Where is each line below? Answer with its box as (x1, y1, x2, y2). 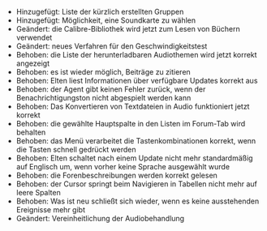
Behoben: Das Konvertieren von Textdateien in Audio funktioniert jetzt (15, 101, 250, 111)
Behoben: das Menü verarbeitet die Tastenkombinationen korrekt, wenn (15, 136, 256, 145)
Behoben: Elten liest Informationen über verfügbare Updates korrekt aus (15, 76, 258, 85)
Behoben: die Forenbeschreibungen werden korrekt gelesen (15, 170, 217, 180)
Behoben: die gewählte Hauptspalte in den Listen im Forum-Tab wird (15, 119, 246, 128)
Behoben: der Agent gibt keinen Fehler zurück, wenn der (15, 84, 206, 94)
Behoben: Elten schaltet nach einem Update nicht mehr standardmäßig (15, 153, 253, 163)
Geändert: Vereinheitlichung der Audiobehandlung (15, 214, 185, 223)
